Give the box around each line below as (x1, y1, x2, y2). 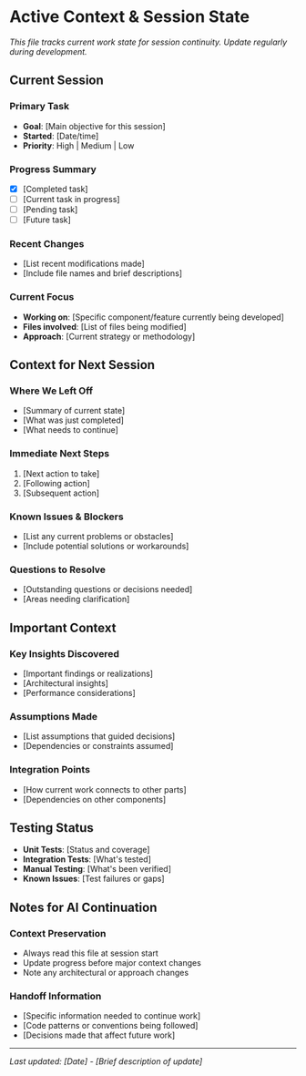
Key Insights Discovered (9, 647, 120, 660)
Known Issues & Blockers (9, 510, 125, 523)
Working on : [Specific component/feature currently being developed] (22, 312, 285, 323)
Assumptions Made (9, 710, 98, 722)
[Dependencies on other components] (22, 794, 167, 804)
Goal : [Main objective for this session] (22, 120, 166, 131)
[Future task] (22, 214, 71, 225)
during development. (9, 46, 88, 56)
